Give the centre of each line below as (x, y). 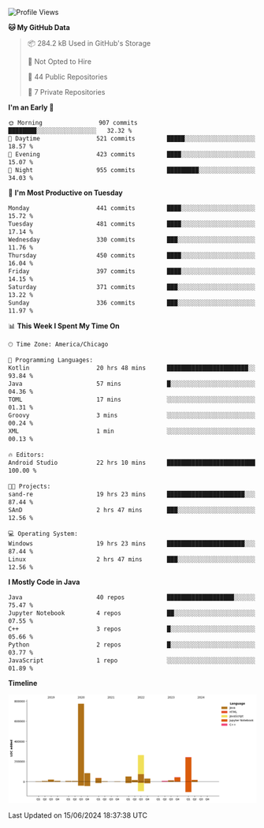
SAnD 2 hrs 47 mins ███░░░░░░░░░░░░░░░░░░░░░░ (132, 510)
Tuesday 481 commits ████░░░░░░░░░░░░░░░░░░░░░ (132, 224)
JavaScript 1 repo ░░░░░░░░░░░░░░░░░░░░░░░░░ (132, 661)
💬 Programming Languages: (50, 360)
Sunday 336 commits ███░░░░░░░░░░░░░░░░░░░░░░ (132, 303)
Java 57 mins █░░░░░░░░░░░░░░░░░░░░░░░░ (132, 384)
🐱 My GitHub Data (39, 27)
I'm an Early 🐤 (31, 107)
